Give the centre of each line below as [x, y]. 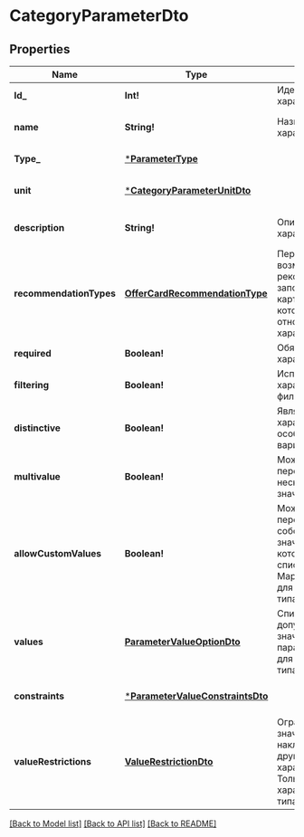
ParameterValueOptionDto [183, 642]
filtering [32, 385]
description [39, 228]
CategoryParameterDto [99, 16]
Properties [40, 49]
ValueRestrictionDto [169, 761]
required [33, 353]
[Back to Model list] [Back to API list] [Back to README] [113, 823]
